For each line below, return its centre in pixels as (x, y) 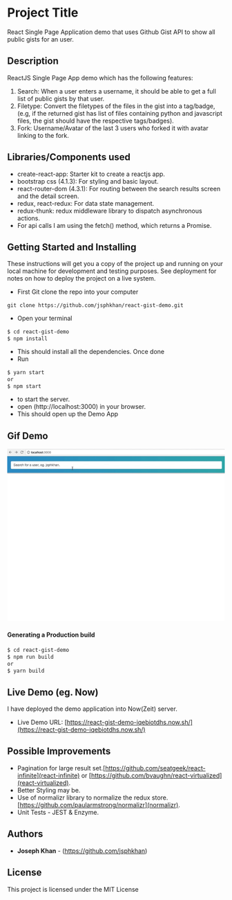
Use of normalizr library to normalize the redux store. (93, 797)
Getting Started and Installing (72, 247)
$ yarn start (26, 373)
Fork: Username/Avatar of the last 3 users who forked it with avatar (113, 128)
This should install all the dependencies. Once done (91, 352)
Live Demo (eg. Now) (53, 692)
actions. (28, 218)
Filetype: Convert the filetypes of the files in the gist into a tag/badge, (116, 106)
